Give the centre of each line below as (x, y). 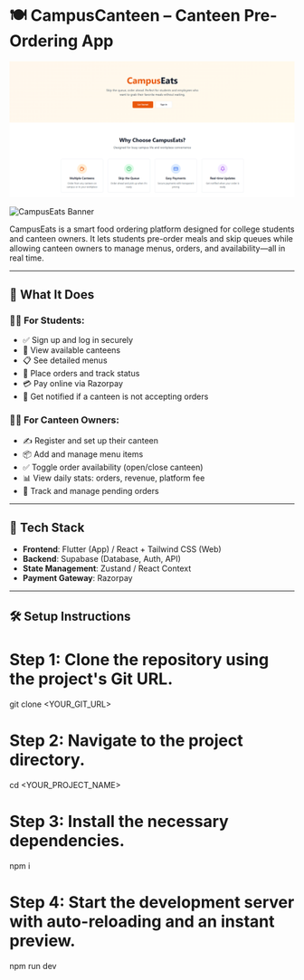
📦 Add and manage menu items (83, 454)
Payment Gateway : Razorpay (77, 578)
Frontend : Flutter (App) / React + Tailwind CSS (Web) (122, 549)
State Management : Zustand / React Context (107, 568)
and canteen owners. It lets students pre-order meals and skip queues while (152, 238)
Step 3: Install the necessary (119, 821)
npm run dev (33, 966)
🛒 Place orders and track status (81, 374)
